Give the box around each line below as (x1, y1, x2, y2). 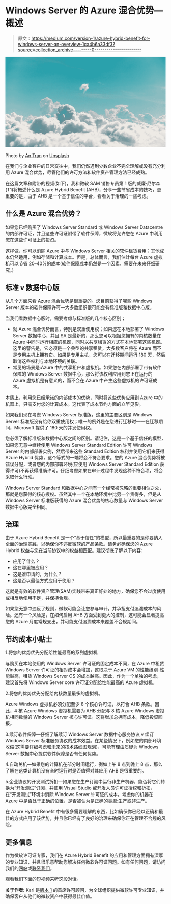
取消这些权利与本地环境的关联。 (12, 358, 80, 364)
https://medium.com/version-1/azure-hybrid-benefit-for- (31, 35, 150, 41)
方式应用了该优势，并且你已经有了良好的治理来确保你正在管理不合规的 (14, 815, 161, 821)
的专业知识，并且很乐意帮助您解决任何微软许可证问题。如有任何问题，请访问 (5, 859, 166, 865)
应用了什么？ (12, 558, 40, 564)
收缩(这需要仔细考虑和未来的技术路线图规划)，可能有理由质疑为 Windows (5, 744, 159, 750)
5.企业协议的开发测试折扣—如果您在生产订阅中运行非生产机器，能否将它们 (5, 779, 161, 785)
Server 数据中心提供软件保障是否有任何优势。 (5, 751, 101, 757)
